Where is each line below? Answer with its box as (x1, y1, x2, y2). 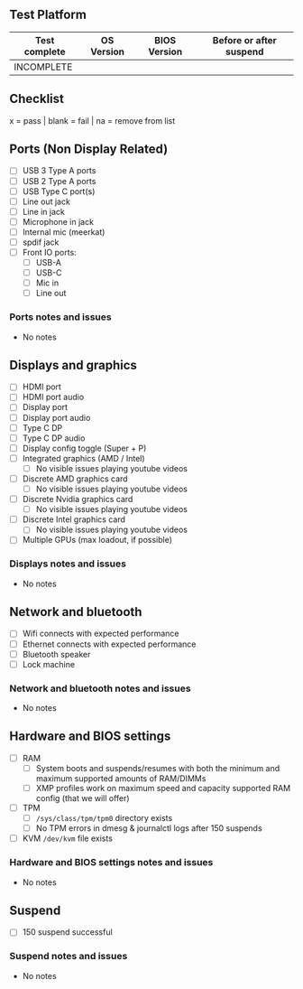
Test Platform (9, 7, 87, 23)
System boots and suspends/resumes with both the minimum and (35, 762, 280, 773)
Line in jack (22, 206, 65, 217)
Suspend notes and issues (9, 950, 128, 963)
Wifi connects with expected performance (22, 628, 179, 639)
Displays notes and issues (9, 557, 126, 570)
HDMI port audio (22, 392, 85, 403)
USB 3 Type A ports (22, 165, 96, 176)
